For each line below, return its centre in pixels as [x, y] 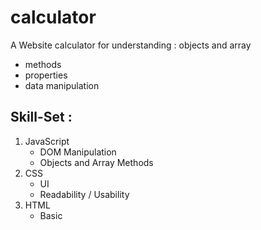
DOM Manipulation [78, 152]
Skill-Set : [41, 117]
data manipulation [62, 85]
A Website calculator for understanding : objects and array [131, 45]
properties [46, 75]
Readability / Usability [84, 194]
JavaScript [47, 141]
